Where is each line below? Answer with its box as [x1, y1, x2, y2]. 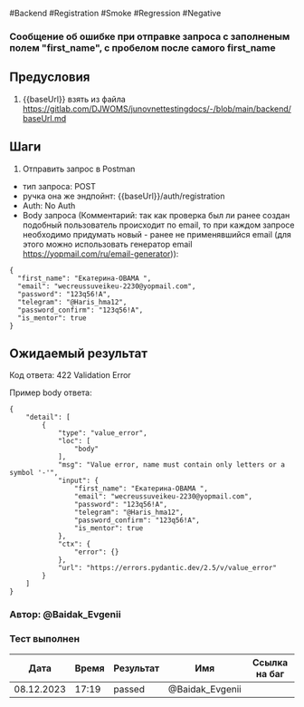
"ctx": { [57, 539, 91, 549]
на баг [255, 667, 285, 680]
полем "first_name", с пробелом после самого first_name [9, 41, 276, 53]
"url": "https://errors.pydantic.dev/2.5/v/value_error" [57, 564, 278, 573]
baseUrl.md [22, 112, 67, 123]
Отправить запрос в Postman [22, 163, 136, 174]
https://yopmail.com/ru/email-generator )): [22, 248, 179, 259]
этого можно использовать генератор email [22, 238, 193, 249]
